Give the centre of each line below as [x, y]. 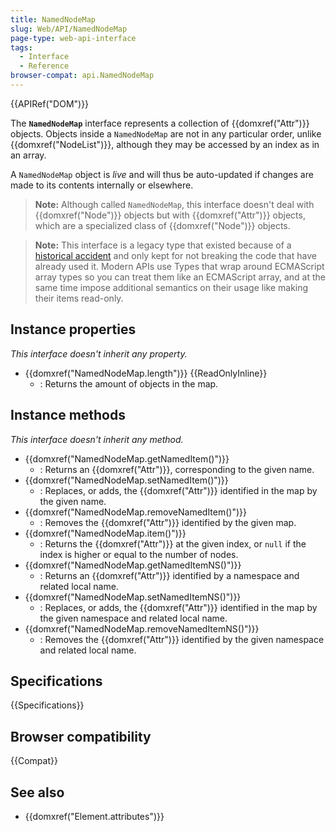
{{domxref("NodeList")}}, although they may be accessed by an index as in [165, 144]
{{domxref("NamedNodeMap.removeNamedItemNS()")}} [142, 628]
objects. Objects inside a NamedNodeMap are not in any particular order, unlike [166, 133]
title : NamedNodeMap [53, 19]
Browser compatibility [81, 736]
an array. [28, 155]
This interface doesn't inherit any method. [97, 439]
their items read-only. [79, 298]
